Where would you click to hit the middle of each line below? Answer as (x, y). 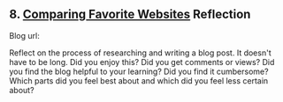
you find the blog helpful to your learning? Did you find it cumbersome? (139, 71)
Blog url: (24, 35)
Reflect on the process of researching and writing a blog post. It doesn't (140, 53)
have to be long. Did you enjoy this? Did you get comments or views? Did (142, 62)
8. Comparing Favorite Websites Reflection (130, 15)
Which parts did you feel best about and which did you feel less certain (139, 80)
